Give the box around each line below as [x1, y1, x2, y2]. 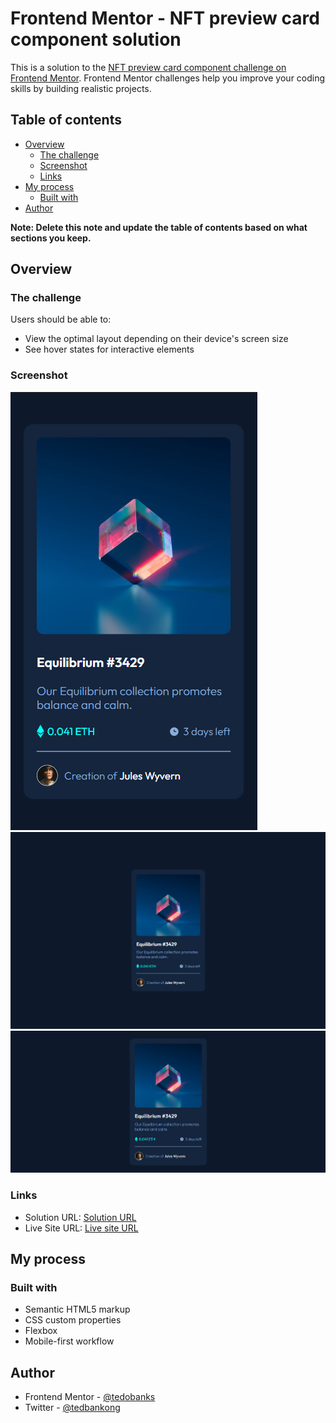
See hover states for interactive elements [24, 343, 195, 356]
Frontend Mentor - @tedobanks [24, 1391, 156, 1403]
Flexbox [24, 1325, 58, 1337]
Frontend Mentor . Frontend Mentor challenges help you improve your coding [10, 72, 326, 84]
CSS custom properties [24, 1314, 122, 1326]
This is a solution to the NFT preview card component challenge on [10, 61, 287, 73]
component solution [10, 28, 182, 51]
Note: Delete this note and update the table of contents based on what [10, 221, 308, 233]
